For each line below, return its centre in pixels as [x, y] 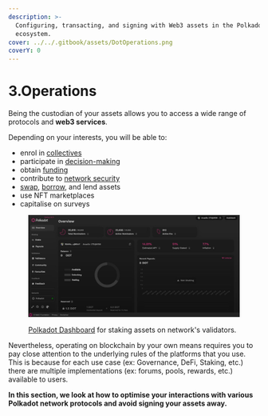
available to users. [38, 379]
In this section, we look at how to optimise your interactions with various [131, 395]
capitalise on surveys [55, 204]
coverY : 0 [25, 51]
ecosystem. [33, 34]
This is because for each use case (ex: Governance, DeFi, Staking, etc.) [126, 362]
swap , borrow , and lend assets [70, 187]
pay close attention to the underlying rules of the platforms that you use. [127, 354]
